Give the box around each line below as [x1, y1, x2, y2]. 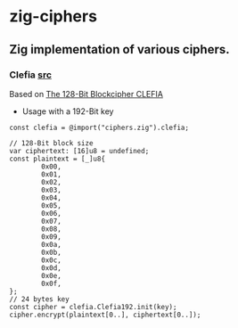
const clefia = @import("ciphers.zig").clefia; [9, 123, 190, 132]
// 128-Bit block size [9, 138, 94, 148]
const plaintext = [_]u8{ [9, 154, 105, 163]
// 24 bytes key [9, 294, 70, 304]
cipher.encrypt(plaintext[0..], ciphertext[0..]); [9, 310, 201, 319]
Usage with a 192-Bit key [21, 105, 114, 117]
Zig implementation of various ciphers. [9, 42, 230, 57]
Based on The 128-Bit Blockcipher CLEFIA [9, 88, 163, 99]
